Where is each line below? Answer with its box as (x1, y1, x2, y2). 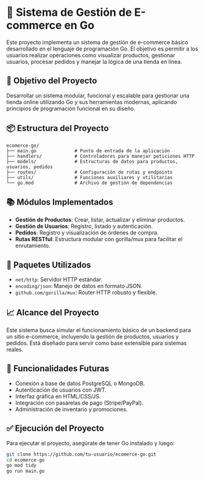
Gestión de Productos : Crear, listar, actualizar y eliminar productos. (15, 216, 185, 224)
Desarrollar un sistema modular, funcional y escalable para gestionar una (6, 91, 190, 99)
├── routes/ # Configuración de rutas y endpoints (6, 169, 173, 175)
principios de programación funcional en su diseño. (6, 105, 136, 112)
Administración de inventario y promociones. (15, 405, 128, 413)
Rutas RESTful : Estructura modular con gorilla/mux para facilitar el (15, 236, 183, 243)
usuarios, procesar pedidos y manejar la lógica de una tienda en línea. (6, 58, 183, 65)
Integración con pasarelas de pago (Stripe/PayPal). (15, 399, 144, 406)
